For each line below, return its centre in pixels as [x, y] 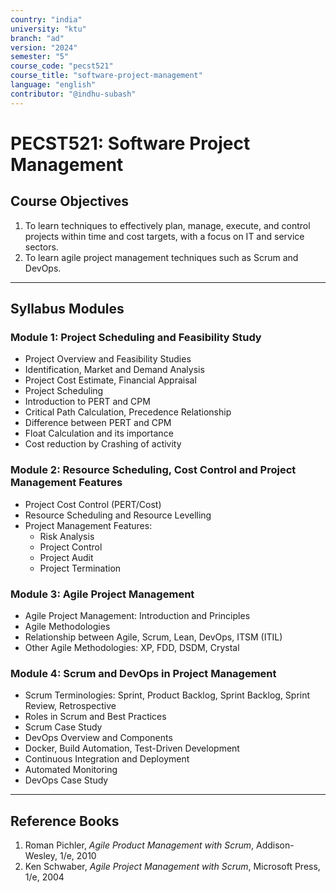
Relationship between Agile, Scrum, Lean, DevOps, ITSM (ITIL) [153, 637]
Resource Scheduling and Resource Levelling [118, 515]
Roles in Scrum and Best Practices [95, 717]
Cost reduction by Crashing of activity [103, 444]
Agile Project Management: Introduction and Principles [137, 615]
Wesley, [41, 856]
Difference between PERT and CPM [98, 423]
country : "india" [46, 19]
